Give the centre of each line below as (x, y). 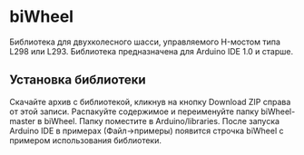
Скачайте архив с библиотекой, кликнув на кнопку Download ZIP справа (150, 102)
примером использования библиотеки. (85, 140)
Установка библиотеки (78, 80)
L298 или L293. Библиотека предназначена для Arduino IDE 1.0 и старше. (151, 51)
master (23, 121)
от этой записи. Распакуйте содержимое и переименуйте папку (134, 111)
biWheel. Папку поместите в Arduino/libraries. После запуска (162, 121)
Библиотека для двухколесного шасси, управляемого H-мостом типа (145, 42)
